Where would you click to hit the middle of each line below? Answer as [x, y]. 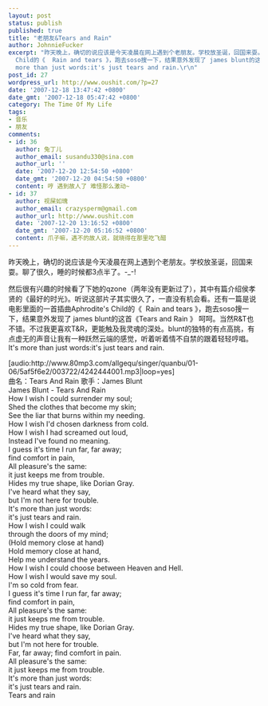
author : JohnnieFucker [46, 45]
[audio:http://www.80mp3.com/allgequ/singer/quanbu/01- [104, 363]
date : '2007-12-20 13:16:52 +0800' [75, 223]
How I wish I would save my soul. [63, 576]
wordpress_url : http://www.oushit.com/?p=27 [83, 82]
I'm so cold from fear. [43, 585]
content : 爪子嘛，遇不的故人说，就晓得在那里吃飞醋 [91, 239]
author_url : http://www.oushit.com [75, 216]
